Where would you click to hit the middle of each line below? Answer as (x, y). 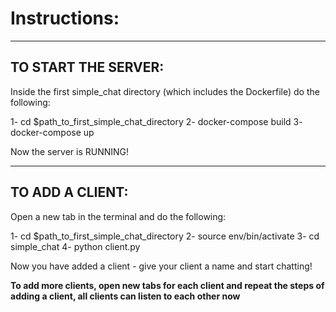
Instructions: (65, 18)
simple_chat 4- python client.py (75, 246)
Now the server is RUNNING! (70, 151)
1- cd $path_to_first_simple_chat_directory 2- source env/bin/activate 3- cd (165, 236)
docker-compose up (52, 132)
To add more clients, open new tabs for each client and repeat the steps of (167, 285)
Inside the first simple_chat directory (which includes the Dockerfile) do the (165, 91)
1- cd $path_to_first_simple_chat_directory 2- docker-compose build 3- (156, 121)
